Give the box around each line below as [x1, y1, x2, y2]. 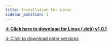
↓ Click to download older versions [5, 35, 79, 41]
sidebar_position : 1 [5, 12, 49, 17]
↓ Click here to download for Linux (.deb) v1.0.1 [5, 25, 107, 31]
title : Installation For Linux [5, 7, 71, 12]
